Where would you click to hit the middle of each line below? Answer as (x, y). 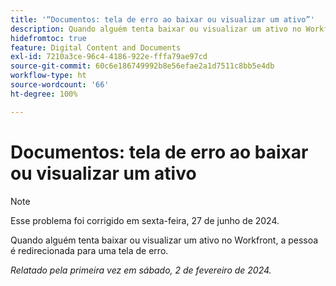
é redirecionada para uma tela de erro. (89, 250)
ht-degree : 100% (44, 94)
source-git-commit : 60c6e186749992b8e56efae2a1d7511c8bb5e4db (142, 66)
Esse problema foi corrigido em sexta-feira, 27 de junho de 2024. (145, 220)
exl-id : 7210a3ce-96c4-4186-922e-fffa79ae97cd (109, 57)
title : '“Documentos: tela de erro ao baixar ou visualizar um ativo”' (162, 19)
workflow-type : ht (48, 76)
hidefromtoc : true (48, 38)
